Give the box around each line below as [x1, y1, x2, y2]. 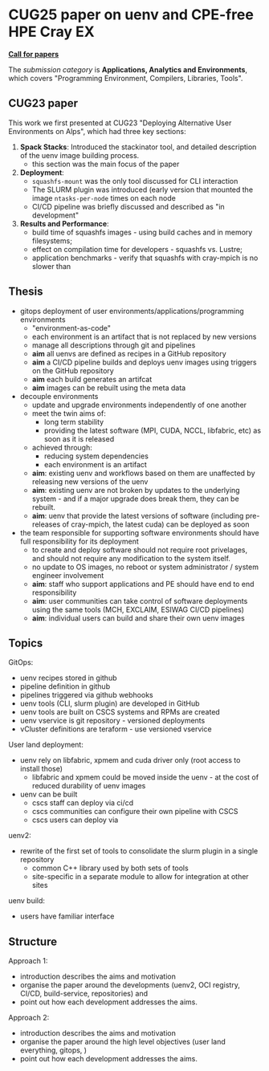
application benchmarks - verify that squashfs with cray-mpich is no [31, 253, 259, 263]
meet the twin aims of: [31, 408, 106, 418]
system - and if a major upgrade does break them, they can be [31, 494, 239, 503]
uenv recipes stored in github [19, 673, 117, 683]
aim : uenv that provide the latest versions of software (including [31, 511, 244, 520]
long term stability [43, 417, 104, 426]
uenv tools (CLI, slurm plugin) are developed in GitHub [19, 698, 200, 708]
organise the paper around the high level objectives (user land [19, 1037, 226, 1047]
